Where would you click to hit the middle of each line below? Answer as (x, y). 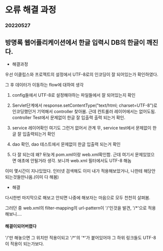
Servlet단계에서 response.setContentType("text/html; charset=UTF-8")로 (85, 105)
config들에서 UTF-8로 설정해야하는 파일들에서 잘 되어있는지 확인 (74, 95)
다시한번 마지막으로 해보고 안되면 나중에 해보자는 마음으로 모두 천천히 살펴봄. (78, 198)
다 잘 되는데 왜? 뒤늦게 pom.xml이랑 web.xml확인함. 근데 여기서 (73, 154)
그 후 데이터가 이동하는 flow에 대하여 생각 (44, 84)
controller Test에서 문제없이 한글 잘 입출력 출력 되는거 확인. (69, 117)
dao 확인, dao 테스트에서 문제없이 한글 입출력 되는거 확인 (66, 144)
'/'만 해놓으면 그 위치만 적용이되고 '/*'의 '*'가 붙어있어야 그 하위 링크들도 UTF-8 (81, 238)
